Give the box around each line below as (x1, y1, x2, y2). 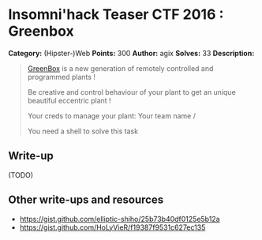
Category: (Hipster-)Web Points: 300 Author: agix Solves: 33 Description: (8, 48, 255, 58)
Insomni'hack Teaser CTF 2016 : (8, 6, 224, 24)
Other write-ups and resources (8, 193, 164, 207)
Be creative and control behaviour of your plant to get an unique (27, 87, 237, 96)
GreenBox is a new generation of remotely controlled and (27, 63, 214, 73)
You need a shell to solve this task (27, 126, 139, 136)
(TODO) (8, 170, 34, 179)
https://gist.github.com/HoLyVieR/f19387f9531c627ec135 (19, 223, 206, 232)
